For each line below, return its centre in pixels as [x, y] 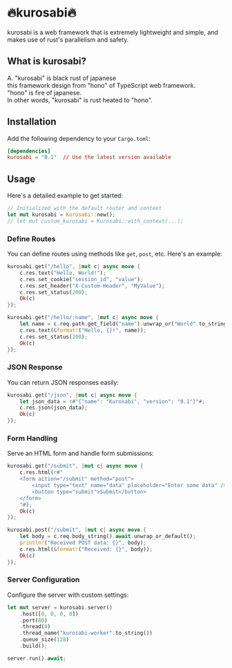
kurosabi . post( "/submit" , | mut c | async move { [77, 530]
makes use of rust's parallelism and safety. [68, 39]
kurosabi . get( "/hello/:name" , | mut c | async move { [83, 318]
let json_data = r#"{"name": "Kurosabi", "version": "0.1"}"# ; [113, 401]
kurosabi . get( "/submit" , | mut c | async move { [75, 466]
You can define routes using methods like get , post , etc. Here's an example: [115, 254]
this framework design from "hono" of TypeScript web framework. [101, 85]
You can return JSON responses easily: [63, 382]
